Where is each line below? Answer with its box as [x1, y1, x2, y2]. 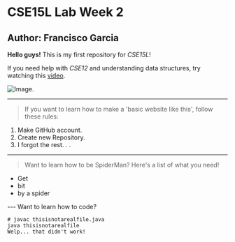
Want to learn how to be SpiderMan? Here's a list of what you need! [24, 161, 220, 169]
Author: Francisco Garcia [7, 32, 119, 44]
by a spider [17, 189, 50, 197]
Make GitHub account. [17, 126, 83, 134]
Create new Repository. [17, 133, 85, 142]
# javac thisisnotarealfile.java [7, 216, 105, 223]
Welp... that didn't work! [7, 228, 86, 235]
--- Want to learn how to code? [7, 203, 97, 211]
